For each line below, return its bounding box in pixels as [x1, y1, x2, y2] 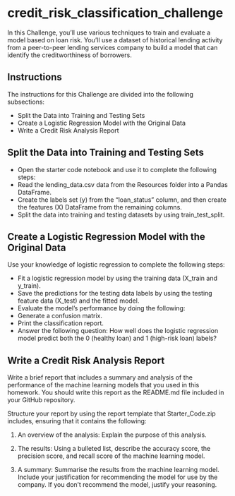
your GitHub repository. [7, 396, 76, 404]
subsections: [7, 97, 44, 106]
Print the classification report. [17, 319, 104, 327]
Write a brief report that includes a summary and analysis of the [7, 373, 193, 382]
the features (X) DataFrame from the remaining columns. [17, 202, 182, 211]
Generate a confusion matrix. [17, 312, 102, 320]
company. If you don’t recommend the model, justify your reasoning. [17, 480, 217, 489]
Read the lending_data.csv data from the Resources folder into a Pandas [17, 180, 228, 188]
